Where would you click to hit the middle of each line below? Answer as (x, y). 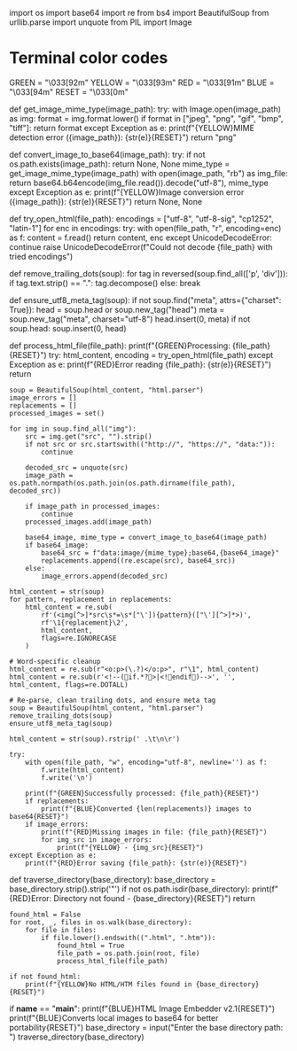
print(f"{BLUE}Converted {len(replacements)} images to (146, 809)
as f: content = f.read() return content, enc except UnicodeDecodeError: (141, 237)
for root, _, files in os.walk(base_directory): (101, 922)
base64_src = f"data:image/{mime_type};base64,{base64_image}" (160, 553)
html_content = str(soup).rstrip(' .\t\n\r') (94, 739)
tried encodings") (41, 256)
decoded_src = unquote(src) (77, 467)
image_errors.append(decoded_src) (105, 576)
